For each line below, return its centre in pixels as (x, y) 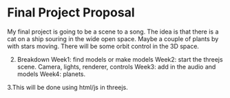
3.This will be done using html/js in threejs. (68, 87)
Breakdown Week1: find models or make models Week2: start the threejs (120, 59)
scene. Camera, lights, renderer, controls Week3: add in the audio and (116, 66)
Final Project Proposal (71, 13)
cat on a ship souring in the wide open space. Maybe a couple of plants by (113, 38)
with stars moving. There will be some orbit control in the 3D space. (103, 46)
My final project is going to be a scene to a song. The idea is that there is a (113, 32)
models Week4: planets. (51, 74)
